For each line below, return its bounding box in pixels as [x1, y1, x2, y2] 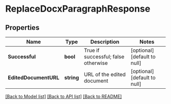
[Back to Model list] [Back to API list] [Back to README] [5, 93, 122, 99]
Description [90, 39, 120, 45]
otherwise [83, 59, 108, 66]
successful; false [83, 53, 125, 60]
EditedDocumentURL [8, 74, 60, 81]
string [64, 74, 79, 81]
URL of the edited [83, 71, 126, 78]
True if [83, 47, 100, 54]
